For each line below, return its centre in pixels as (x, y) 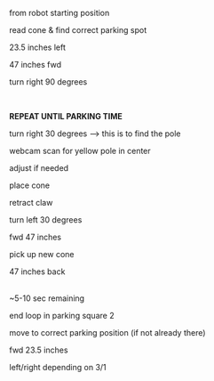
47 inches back (37, 272)
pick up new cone (42, 254)
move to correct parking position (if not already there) (107, 332)
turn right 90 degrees (48, 82)
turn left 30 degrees (46, 220)
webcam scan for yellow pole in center (80, 151)
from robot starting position (59, 13)
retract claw (31, 203)
